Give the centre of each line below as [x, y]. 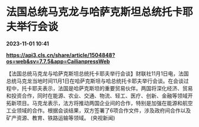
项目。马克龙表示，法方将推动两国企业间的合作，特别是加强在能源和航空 [105, 103]
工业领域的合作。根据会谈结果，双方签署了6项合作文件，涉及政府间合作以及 [99, 110]
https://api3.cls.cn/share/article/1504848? [61, 55]
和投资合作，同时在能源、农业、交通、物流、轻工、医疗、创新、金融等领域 [97, 96]
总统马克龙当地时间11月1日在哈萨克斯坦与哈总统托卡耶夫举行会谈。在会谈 [95, 81]
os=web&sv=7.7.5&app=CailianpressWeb [58, 61]
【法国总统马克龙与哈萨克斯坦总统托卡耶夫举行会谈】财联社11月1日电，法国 [98, 73]
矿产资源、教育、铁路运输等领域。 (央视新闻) [61, 118]
